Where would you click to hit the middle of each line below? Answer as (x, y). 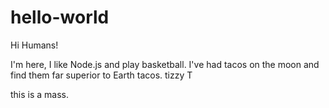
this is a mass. (40, 94)
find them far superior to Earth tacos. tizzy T (101, 75)
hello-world (60, 17)
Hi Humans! (34, 45)
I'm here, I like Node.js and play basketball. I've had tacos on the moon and (165, 64)
